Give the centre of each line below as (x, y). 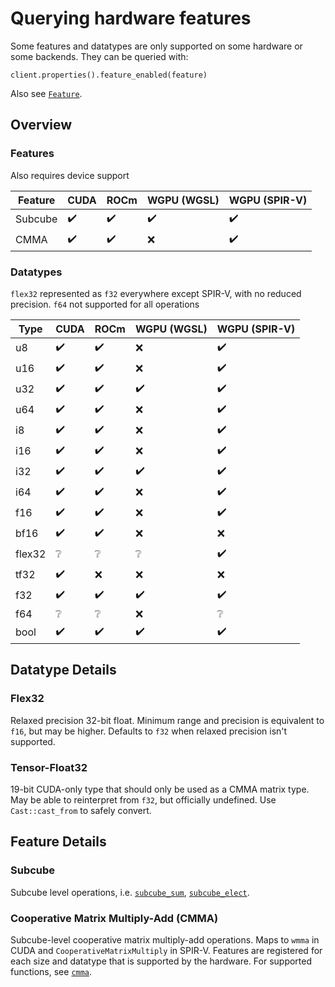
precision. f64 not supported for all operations (105, 304)
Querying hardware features (131, 18)
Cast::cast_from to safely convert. (81, 810)
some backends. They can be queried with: (99, 56)
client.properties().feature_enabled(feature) (109, 75)
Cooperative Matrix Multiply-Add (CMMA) (114, 918)
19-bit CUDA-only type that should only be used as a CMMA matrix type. (160, 789)
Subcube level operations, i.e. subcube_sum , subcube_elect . (130, 892)
